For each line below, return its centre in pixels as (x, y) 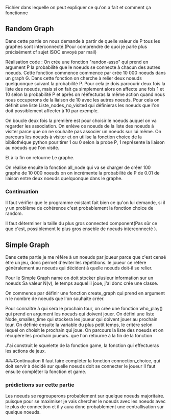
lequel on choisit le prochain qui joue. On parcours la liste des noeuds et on (84, 330)
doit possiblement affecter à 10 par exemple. (52, 110)
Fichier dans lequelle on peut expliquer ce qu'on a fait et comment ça (78, 7)
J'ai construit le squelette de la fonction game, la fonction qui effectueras (82, 345)
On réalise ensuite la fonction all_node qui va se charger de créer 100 (78, 167)
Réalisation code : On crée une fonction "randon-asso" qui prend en (77, 62)
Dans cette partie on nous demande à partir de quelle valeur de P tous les (83, 41)
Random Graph (30, 29)
